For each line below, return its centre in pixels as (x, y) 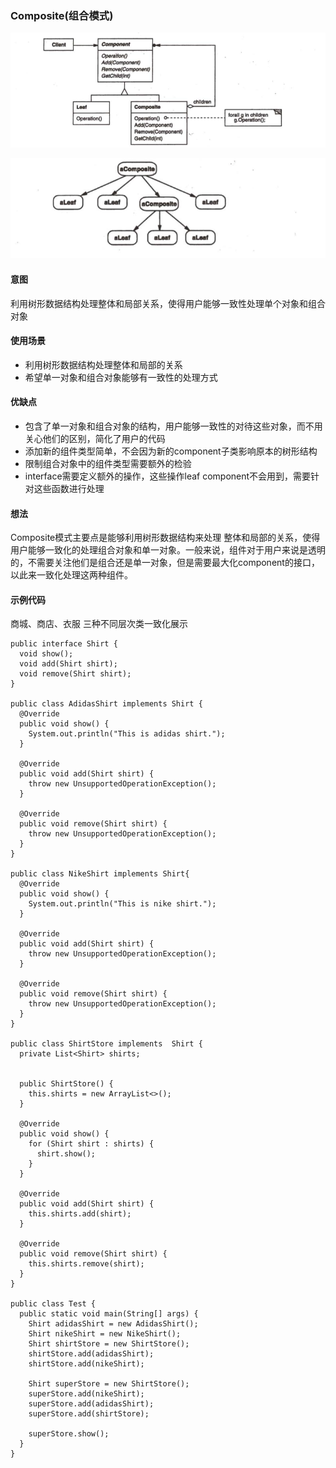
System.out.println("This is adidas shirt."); (127, 734)
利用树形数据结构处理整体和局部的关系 (103, 364)
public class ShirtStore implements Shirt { (106, 1044)
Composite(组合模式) (62, 15)
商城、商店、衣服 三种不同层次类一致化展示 (99, 624)
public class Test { (53, 1304)
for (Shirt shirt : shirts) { (91, 1144)
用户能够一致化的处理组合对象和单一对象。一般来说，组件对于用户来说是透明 (168, 550)
